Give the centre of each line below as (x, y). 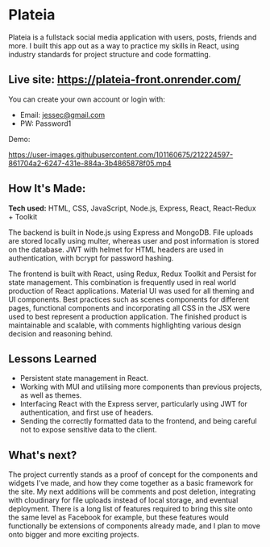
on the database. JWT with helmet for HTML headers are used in (116, 249)
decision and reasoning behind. (60, 333)
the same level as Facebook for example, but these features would (119, 517)
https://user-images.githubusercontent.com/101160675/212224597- (121, 154)
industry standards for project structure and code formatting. (110, 54)
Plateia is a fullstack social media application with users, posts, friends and (133, 37)
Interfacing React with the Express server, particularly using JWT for (134, 404)
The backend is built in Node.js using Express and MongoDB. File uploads (131, 232)
